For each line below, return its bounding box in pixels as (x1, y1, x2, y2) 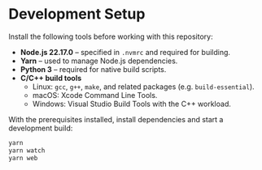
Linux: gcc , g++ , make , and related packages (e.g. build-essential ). (32, 82, 255, 91)
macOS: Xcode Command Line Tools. (32, 90, 158, 100)
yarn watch (8, 147, 46, 155)
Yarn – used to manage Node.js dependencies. (20, 56, 178, 66)
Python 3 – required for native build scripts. (20, 64, 167, 74)
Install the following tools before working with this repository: (8, 32, 213, 41)
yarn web (8, 154, 38, 162)
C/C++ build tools (20, 73, 82, 83)
